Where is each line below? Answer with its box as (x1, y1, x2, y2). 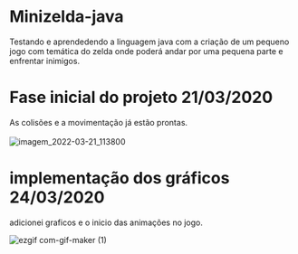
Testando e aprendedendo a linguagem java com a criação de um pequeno (9, 36, 290, 47)
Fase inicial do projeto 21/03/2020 (9, 88, 274, 108)
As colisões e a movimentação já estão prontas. (9, 117, 188, 127)
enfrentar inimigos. (9, 55, 80, 66)
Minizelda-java (9, 6, 124, 27)
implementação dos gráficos (9, 168, 230, 189)
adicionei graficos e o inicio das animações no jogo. (9, 217, 204, 228)
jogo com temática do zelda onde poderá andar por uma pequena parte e (9, 45, 284, 56)
